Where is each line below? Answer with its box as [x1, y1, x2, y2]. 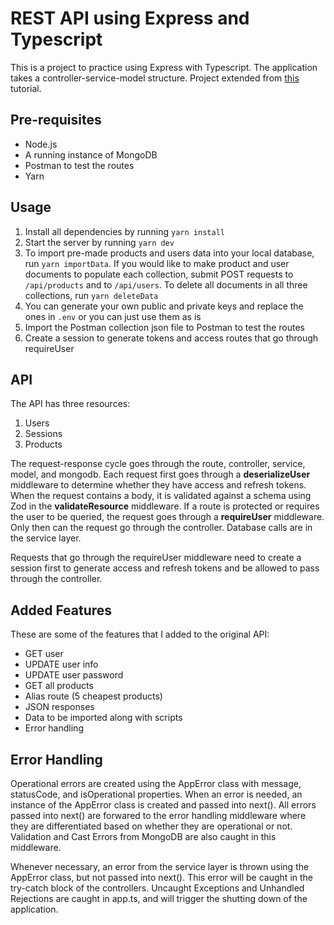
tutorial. [10, 82, 42, 94]
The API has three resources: [10, 398, 131, 410]
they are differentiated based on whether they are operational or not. [10, 820, 293, 832]
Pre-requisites [10, 112, 102, 129]
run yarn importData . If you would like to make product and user [24, 257, 290, 269]
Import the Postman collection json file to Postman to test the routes [24, 321, 305, 333]
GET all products [24, 680, 94, 692]
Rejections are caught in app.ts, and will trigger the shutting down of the [10, 893, 308, 904]
